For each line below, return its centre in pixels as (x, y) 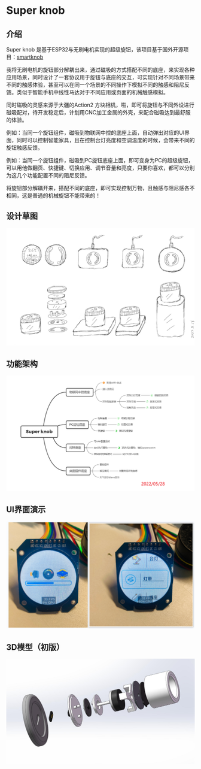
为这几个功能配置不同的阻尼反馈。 (48, 175)
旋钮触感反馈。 (25, 148)
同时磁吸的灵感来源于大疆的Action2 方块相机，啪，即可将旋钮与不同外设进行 (100, 105)
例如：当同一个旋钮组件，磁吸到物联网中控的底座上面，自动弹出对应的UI (95, 133)
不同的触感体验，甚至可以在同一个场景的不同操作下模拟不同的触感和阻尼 (95, 85)
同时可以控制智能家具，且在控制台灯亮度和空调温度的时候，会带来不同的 (106, 140)
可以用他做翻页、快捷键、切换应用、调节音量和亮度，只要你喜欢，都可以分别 (100, 168)
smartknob (30, 57)
